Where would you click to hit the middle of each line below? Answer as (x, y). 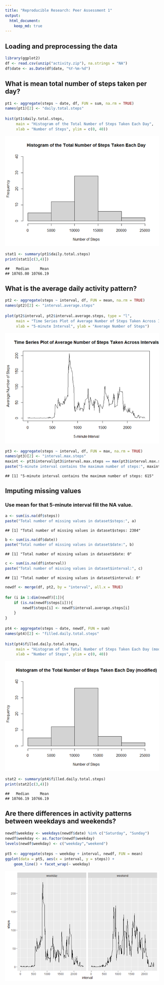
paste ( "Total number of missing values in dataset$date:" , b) (70, 545)
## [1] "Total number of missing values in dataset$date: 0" (69, 554)
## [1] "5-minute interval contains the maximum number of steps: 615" (79, 476)
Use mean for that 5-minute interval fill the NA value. (69, 505)
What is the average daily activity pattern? (71, 288)
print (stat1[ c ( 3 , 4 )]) (27, 259)
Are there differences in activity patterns (68, 814)
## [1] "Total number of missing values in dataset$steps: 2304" (73, 530)
